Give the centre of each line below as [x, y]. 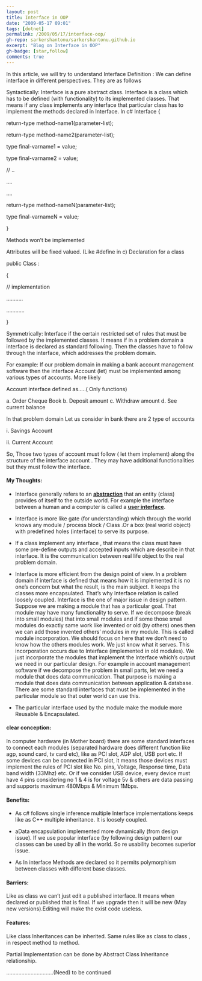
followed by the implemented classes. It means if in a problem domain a [95, 340]
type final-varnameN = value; [43, 216]
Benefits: [18, 800]
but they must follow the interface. [49, 467]
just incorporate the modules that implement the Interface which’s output [105, 657]
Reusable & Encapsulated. [47, 714]
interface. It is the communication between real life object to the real [99, 555]
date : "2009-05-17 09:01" [38, 23]
